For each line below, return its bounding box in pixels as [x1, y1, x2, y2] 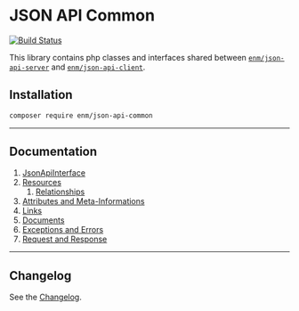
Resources [21, 177, 62, 188]
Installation [9, 87, 73, 102]
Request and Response [21, 233, 108, 245]
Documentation [9, 144, 98, 160]
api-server [9, 63, 50, 72]
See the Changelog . [9, 291, 83, 303]
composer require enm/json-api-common [9, 110, 153, 120]
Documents [21, 215, 65, 225]
